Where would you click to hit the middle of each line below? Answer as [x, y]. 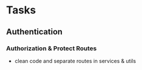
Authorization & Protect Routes [52, 48]
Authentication [34, 32]
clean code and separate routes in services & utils [75, 61]
